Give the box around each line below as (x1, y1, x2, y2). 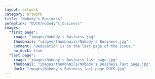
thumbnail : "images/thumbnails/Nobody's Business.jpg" (13, 39, 129, 44)
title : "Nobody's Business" (4, 16, 63, 21)
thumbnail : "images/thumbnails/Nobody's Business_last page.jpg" (13, 62, 151, 67)
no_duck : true (13, 48, 42, 53)
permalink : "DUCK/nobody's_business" (4, 21, 82, 26)
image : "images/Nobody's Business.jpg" (13, 35, 96, 40)
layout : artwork (4, 7, 38, 12)
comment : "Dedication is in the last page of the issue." (13, 44, 135, 49)
